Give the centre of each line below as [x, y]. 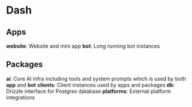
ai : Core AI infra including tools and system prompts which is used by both [96, 78]
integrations [21, 97]
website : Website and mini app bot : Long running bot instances [83, 46]
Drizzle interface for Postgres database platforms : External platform [89, 91]
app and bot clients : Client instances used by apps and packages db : [90, 85]
